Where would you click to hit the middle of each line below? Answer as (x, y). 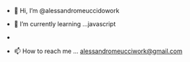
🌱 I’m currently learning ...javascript (65, 24)
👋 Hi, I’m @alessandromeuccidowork (66, 11)
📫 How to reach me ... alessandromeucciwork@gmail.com (98, 51)
